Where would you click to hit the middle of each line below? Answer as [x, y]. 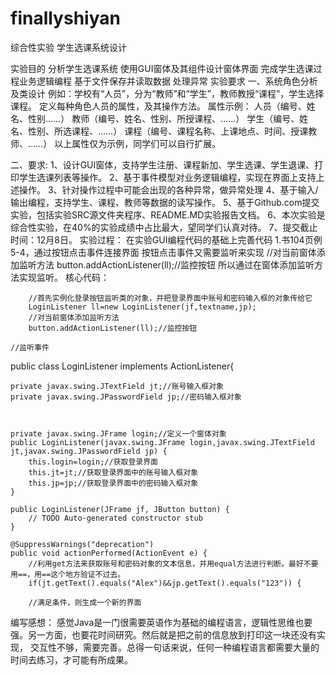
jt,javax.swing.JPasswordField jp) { [89, 451]
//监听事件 [30, 347]
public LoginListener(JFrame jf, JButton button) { [120, 509]
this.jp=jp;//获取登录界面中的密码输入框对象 [113, 483]
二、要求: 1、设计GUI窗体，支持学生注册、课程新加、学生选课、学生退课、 [162, 164]
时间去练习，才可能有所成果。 [71, 659]
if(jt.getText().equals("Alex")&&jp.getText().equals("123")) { [165, 583]
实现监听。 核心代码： [64, 277]
